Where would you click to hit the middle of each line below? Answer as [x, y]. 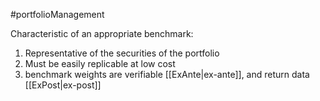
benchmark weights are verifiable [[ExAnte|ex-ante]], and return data [167, 74]
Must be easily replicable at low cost [100, 63]
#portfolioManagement [57, 14]
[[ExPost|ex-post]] [63, 85]
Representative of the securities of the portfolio [122, 53]
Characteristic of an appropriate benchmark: [102, 33]
